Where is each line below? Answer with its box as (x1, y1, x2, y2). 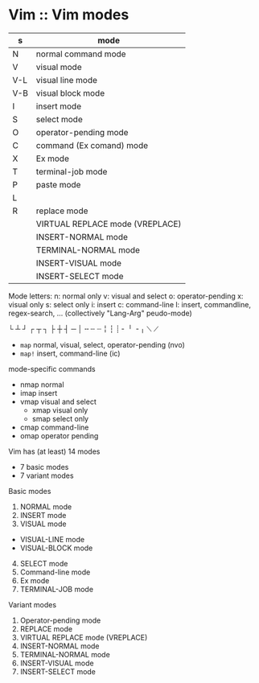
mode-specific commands (8, 364, 96, 373)
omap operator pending (19, 430, 99, 440)
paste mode (35, 179, 81, 190)
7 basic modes (19, 462, 69, 471)
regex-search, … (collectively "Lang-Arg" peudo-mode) (8, 308, 193, 318)
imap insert (19, 388, 58, 397)
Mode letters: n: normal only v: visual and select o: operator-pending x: (8, 291, 244, 301)
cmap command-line (19, 422, 89, 432)
